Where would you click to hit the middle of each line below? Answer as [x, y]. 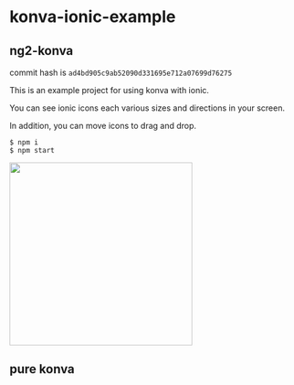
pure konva [42, 369]
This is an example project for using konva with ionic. [110, 90]
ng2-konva [42, 51]
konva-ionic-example [93, 17]
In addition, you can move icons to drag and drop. [103, 126]
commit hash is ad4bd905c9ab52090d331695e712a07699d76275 [121, 72]
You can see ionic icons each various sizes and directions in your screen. [147, 108]
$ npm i [24, 143]
